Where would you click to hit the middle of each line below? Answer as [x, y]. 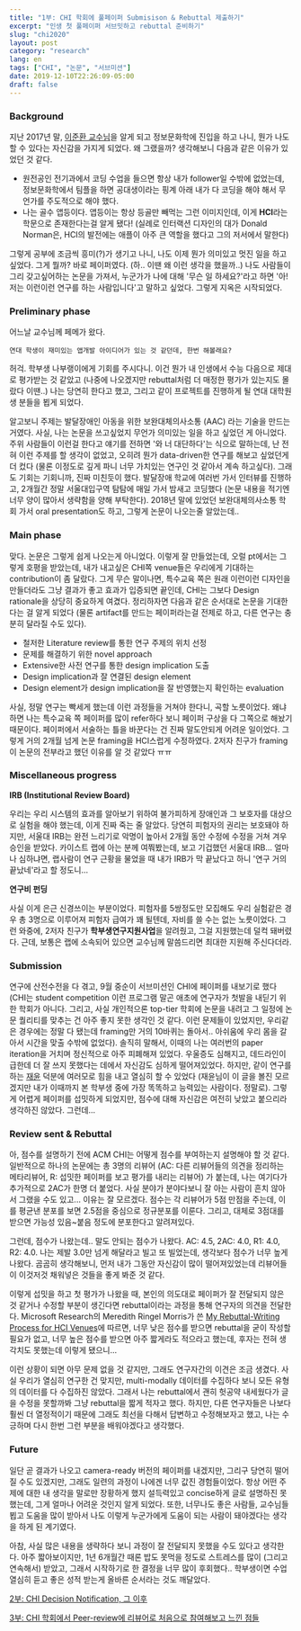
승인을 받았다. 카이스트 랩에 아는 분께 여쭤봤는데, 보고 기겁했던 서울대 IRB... [141, 847]
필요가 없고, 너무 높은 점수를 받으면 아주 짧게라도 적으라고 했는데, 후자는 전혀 [143, 1339]
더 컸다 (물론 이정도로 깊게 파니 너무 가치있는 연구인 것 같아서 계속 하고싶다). [142, 466]
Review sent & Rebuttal [61, 1134]
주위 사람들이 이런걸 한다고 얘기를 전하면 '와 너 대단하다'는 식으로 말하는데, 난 [145, 444]
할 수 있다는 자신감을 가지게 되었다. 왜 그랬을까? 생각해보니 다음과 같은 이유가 [144, 148]
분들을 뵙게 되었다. [51, 402]
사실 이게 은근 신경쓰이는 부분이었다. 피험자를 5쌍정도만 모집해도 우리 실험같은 [146, 908]
